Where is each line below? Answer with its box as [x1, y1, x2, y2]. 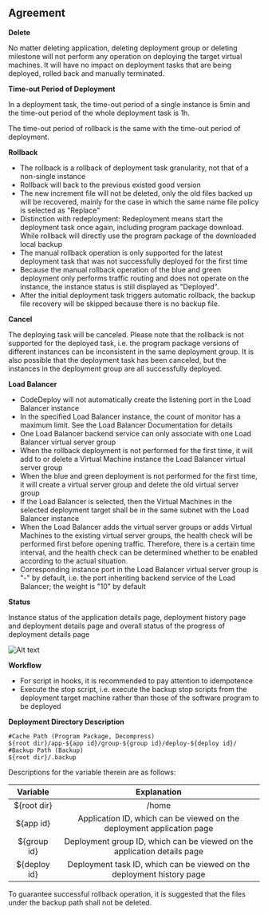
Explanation [135, 786, 182, 798]
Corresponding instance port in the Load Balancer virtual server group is [19, 564, 259, 574]
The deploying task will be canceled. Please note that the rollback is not [8, 329, 245, 339]
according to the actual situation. [19, 555, 128, 566]
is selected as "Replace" [19, 205, 100, 215]
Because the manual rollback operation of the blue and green [19, 265, 222, 274]
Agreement [8, 6, 65, 20]
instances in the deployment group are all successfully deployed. [8, 364, 223, 373]
